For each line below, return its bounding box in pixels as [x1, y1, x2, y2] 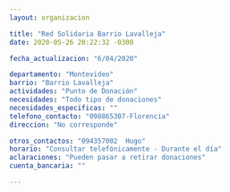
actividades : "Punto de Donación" [9, 87, 139, 96]
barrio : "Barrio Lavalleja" [9, 78, 115, 88]
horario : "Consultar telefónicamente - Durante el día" [9, 144, 222, 153]
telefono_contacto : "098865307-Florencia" [9, 111, 170, 121]
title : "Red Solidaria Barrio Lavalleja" [9, 29, 166, 39]
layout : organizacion [9, 13, 90, 22]
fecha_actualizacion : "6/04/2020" [9, 54, 139, 63]
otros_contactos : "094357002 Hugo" [9, 136, 146, 145]
